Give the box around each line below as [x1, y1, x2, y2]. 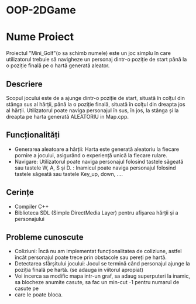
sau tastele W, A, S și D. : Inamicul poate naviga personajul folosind [14, 164, 177, 171]
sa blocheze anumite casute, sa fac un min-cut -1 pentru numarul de [14, 279, 180, 286]
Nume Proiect [6, 30, 74, 44]
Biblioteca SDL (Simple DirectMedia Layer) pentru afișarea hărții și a [14, 209, 178, 216]
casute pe [14, 285, 39, 292]
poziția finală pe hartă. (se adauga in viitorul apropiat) [14, 267, 144, 274]
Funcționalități [6, 130, 60, 140]
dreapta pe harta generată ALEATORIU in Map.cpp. [6, 113, 129, 120]
